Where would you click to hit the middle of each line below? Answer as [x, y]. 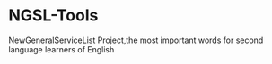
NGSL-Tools [53, 16]
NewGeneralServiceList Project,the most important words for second [136, 40]
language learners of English [61, 49]
